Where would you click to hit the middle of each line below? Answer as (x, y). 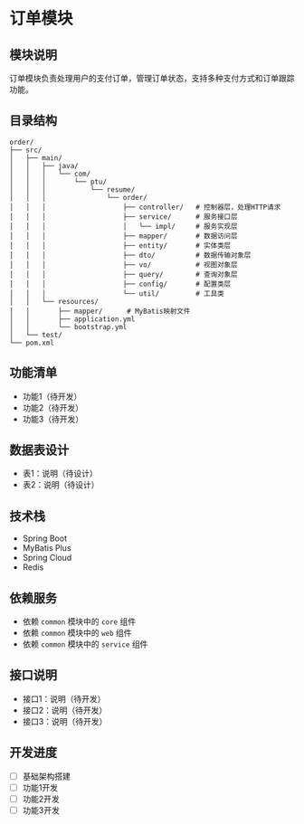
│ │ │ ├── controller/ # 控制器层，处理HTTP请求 (145, 207)
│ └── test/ (36, 335)
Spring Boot (45, 538)
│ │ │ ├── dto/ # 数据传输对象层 (130, 255)
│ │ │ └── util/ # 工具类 (117, 294)
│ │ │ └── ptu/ (58, 182)
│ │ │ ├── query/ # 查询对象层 (123, 274)
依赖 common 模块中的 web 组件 (77, 633)
